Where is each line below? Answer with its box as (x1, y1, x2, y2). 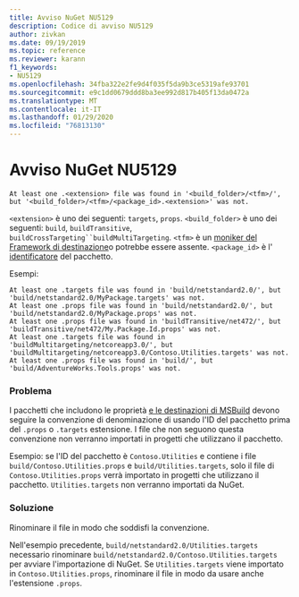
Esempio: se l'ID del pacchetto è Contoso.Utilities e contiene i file (9, 451, 257, 462)
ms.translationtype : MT (9, 96, 98, 106)
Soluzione (9, 502, 54, 515)
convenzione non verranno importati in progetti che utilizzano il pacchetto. (9, 433, 284, 444)
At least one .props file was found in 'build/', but (9, 355, 214, 365)
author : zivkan (9, 30, 66, 38)
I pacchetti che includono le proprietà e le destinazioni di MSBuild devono (9, 405, 280, 416)
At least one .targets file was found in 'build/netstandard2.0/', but (9, 286, 281, 294)
